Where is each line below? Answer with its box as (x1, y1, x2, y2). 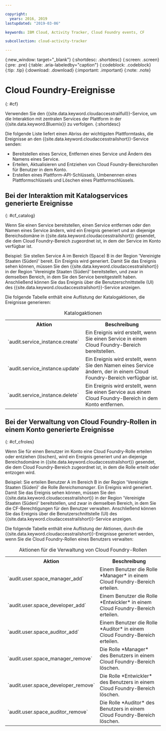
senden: (5, 141, 22, 147)
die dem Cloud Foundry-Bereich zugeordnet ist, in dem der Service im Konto (5, 238, 161, 244)
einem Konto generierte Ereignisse (5, 426, 115, 434)
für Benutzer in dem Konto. (12, 167, 68, 173)
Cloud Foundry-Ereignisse (5, 85, 115, 96)
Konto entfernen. (85, 401, 124, 408)
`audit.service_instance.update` (7, 365, 81, 372)
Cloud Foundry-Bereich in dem (85, 395, 158, 402)
